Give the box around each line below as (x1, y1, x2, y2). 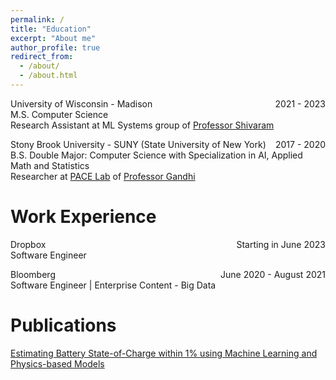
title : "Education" (10, 24, 92, 34)
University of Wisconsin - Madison (10, 97, 153, 110)
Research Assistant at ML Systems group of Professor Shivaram (10, 119, 275, 131)
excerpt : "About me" (10, 33, 97, 43)
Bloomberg (10, 268, 56, 280)
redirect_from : (10, 52, 74, 62)
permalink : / (10, 14, 65, 25)
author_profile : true (10, 42, 101, 53)
